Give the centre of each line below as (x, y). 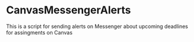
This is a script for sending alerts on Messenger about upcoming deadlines (97, 26)
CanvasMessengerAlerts (69, 10)
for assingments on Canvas (39, 32)
